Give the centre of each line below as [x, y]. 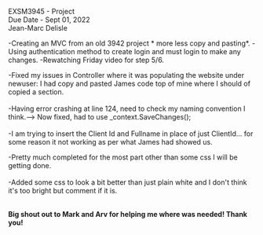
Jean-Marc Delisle [38, 28]
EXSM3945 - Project [41, 11]
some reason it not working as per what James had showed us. [111, 142]
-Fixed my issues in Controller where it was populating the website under [126, 75]
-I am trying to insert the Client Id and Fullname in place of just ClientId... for [131, 134]
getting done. [30, 165]
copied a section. [36, 92]
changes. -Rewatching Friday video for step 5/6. [86, 60]
